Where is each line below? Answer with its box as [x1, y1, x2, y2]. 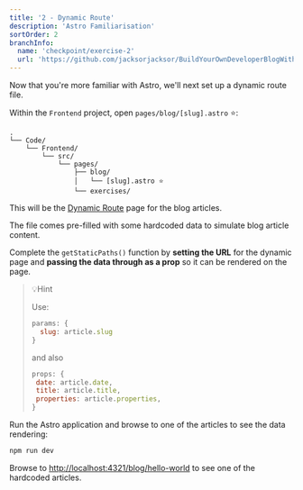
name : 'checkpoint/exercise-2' [17, 47, 135, 56]
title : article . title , [35, 386, 122, 395]
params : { [31, 319, 69, 328]
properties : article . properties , [35, 395, 161, 404]
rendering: [9, 429, 48, 440]
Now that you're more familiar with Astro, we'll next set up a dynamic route [9, 80, 287, 90]
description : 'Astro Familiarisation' [9, 22, 155, 31]
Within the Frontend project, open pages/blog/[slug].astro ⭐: [9, 107, 239, 118]
